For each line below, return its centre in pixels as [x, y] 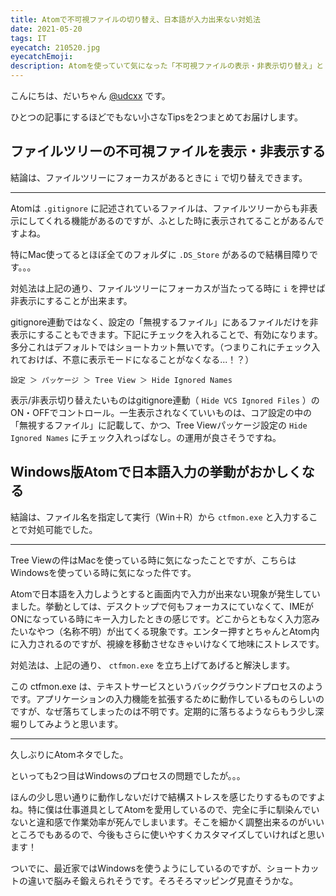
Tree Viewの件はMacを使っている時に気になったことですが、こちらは [153, 560]
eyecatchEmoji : [42, 57]
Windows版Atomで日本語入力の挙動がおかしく [156, 472]
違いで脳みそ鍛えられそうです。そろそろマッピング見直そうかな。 [163, 880]
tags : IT [28, 38]
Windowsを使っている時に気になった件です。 [103, 572]
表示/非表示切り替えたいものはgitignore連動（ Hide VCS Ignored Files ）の [165, 400]
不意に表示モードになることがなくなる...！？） [158, 359]
